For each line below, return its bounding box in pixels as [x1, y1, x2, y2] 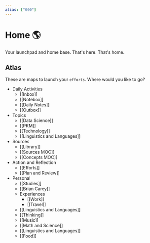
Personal [12, 175, 31, 181]
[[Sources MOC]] [19, 149, 55, 155]
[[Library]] [19, 144, 41, 150]
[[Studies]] [19, 181, 42, 187]
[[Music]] [19, 217, 38, 223]
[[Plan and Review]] [19, 170, 60, 176]
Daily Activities [12, 86, 43, 92]
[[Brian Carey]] [19, 186, 50, 192]
